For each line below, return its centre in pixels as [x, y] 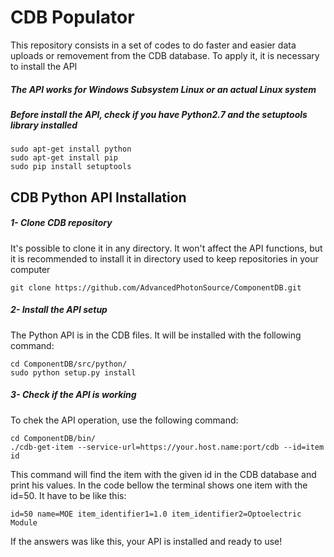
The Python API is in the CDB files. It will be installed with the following [156, 335]
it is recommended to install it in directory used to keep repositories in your [164, 258]
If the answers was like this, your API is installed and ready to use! [146, 541]
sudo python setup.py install [73, 372]
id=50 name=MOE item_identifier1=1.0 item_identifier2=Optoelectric [156, 514]
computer [30, 269]
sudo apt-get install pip [64, 158]
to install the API [44, 66]
